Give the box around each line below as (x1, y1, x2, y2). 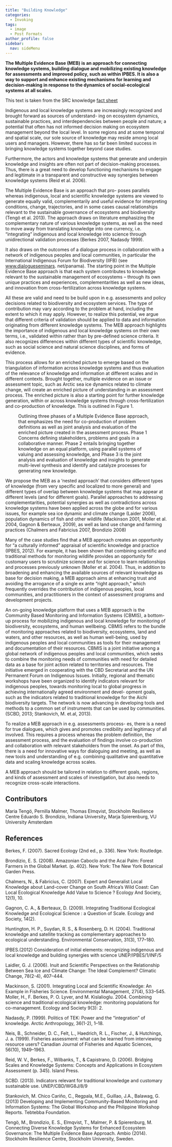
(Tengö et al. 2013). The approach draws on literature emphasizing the (5, 214, 155, 221)
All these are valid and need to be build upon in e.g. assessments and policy (5, 294, 166, 301)
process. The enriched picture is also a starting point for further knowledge (5, 392, 165, 398)
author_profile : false (5, 37, 54, 42)
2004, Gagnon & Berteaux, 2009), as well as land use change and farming (5, 521, 162, 527)
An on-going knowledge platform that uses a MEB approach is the (5, 606, 145, 613)
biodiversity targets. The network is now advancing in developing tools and (5, 700, 164, 706)
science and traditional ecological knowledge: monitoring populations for (5, 999, 160, 1006)
